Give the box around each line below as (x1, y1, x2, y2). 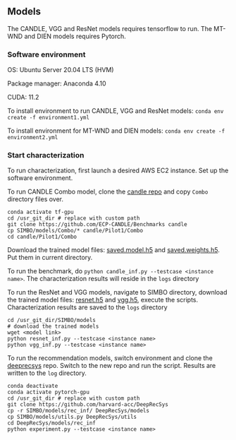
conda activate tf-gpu (7, 208, 74, 216)
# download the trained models (7, 323, 99, 331)
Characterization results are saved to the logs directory (7, 303, 168, 311)
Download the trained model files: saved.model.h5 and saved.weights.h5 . (7, 246, 221, 254)
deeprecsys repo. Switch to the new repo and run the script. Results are (7, 362, 216, 370)
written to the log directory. (7, 369, 87, 377)
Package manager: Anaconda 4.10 (7, 79, 107, 88)
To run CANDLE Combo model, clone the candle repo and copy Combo (7, 187, 209, 196)
